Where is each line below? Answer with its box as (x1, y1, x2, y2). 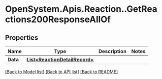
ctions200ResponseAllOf (5, 14, 111, 25)
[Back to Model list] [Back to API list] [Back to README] (5, 69, 118, 75)
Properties (5, 33, 38, 42)
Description (98, 48, 127, 54)
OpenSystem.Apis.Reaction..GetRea (5, 3, 158, 15)
